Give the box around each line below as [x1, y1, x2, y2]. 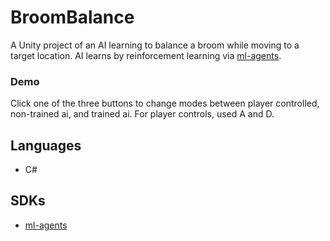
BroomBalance [10, 6, 135, 29]
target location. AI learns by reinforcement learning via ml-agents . [10, 49, 282, 61]
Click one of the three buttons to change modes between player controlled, [10, 97, 320, 110]
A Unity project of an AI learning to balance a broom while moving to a [10, 39, 300, 51]
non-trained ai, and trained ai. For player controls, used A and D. [10, 108, 275, 120]
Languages [10, 137, 82, 154]
